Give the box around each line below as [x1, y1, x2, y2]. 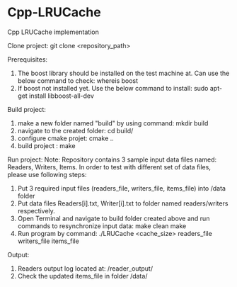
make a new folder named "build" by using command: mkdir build [17, 118, 209, 128]
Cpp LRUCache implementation [7, 28, 99, 36]
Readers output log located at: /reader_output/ [17, 264, 154, 273]
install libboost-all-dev [29, 91, 94, 100]
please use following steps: [7, 170, 87, 179]
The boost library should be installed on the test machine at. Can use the [17, 69, 230, 77]
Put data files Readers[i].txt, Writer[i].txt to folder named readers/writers [17, 199, 229, 208]
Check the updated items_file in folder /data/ [17, 271, 148, 280]
